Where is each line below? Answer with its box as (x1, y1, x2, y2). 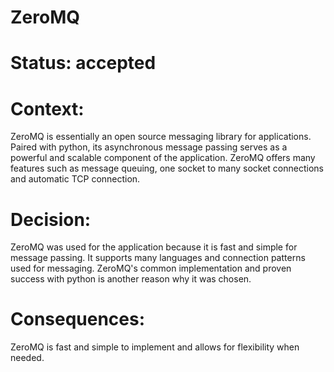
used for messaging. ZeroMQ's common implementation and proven (10, 262, 292, 275)
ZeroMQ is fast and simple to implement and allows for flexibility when (10, 341, 300, 353)
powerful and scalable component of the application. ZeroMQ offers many (10, 152, 316, 164)
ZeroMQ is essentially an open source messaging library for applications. (10, 131, 312, 143)
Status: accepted (10, 52, 157, 75)
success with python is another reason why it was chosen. (10, 273, 252, 285)
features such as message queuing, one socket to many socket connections (10, 162, 324, 175)
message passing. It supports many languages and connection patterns (10, 252, 306, 264)
